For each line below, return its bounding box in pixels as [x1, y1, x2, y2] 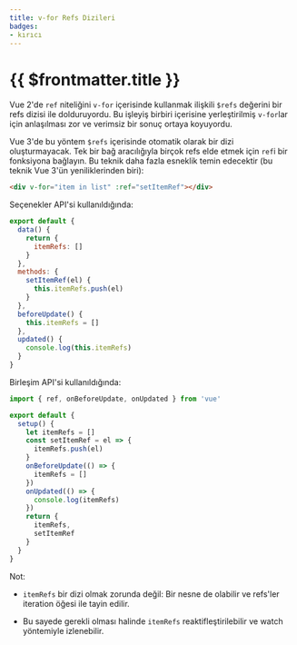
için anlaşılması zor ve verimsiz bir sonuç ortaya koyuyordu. [9, 119, 233, 130]
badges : [9, 22, 39, 31]
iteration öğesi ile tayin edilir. [22, 598, 130, 609]
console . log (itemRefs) [33, 495, 120, 504]
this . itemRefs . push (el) [33, 284, 124, 293]
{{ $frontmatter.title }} [9, 69, 181, 90]
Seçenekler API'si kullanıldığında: [9, 199, 134, 210]
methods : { [17, 267, 59, 277]
